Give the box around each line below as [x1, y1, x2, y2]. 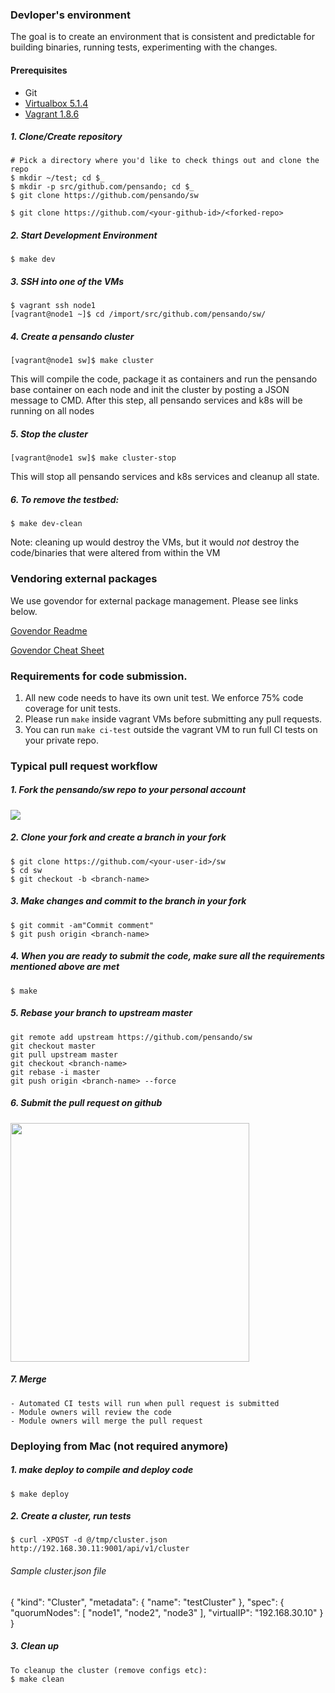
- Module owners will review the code [10, 1407, 172, 1417]
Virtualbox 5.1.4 [24, 97, 89, 109]
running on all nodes [10, 405, 95, 417]
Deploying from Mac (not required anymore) [10, 1439, 229, 1453]
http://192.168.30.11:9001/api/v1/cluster [10, 1544, 190, 1554]
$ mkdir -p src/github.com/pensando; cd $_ [10, 182, 195, 192]
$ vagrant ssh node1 [10, 301, 97, 311]
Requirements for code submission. [10, 669, 188, 683]
